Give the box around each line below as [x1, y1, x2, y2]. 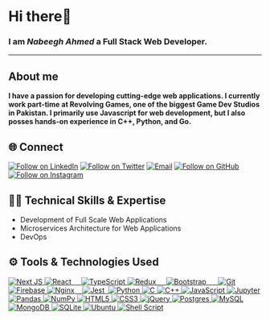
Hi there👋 [8, 7, 72, 26]
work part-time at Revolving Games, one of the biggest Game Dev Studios [8, 100, 260, 110]
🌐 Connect [8, 140, 63, 154]
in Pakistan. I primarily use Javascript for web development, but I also [8, 108, 246, 118]
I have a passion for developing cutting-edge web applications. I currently [8, 91, 260, 101]
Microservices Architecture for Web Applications [19, 223, 182, 233]
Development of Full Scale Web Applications [19, 214, 167, 224]
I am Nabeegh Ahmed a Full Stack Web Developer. [8, 36, 207, 48]
